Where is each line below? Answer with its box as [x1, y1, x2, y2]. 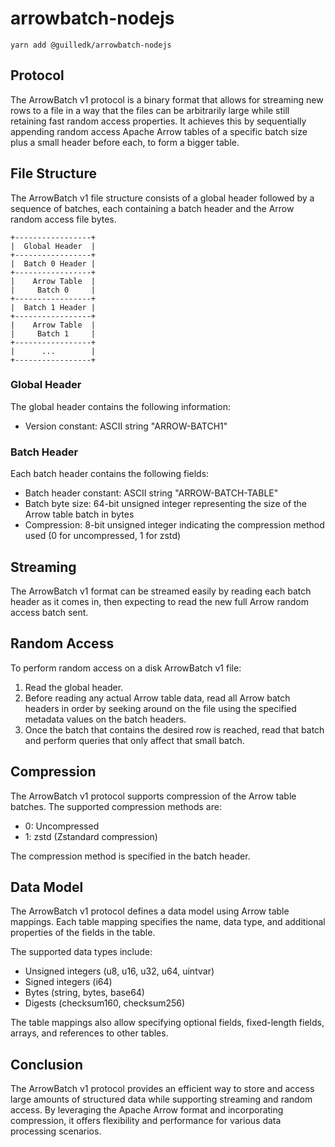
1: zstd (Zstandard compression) [24, 830, 158, 842]
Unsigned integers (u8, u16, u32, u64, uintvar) [24, 965, 215, 977]
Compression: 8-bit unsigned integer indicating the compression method [24, 519, 325, 531]
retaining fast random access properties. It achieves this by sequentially [10, 115, 307, 127]
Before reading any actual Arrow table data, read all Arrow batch [24, 692, 291, 704]
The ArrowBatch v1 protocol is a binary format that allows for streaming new [10, 93, 324, 106]
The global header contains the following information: [10, 400, 232, 412]
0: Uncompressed [24, 820, 100, 832]
